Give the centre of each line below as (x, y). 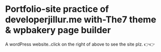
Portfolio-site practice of (57, 9)
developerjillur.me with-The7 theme (81, 20)
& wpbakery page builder (58, 30)
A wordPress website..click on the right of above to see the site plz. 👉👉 (80, 44)
